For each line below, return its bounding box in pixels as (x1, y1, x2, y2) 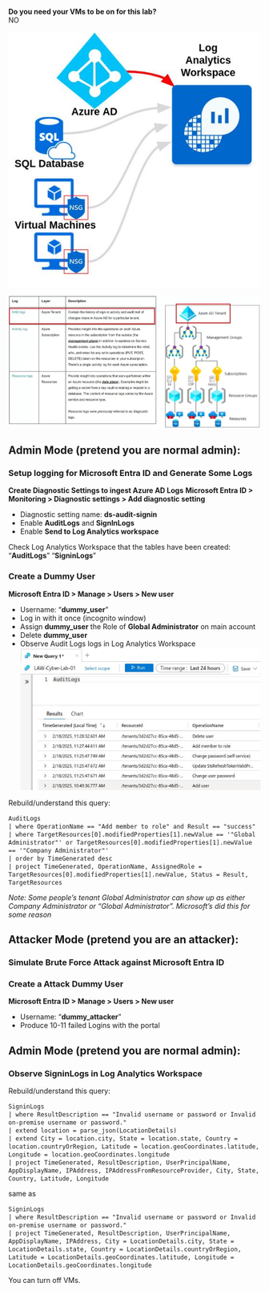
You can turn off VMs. (8, 1276, 81, 1285)
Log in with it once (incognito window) (19, 613, 147, 623)
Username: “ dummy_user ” (19, 604, 109, 614)
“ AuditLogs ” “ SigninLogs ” (8, 551, 96, 560)
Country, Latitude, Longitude (8, 1175, 110, 1183)
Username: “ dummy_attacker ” (19, 1012, 122, 1022)
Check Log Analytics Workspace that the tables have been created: (8, 543, 231, 552)
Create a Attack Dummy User (8, 978, 124, 989)
